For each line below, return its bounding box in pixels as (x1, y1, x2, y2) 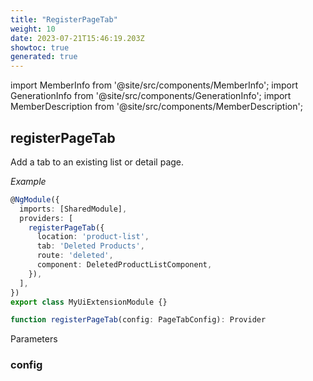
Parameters (10, 333, 58, 345)
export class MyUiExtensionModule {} (10, 297, 168, 307)
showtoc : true (10, 42, 70, 53)
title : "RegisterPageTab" (10, 14, 118, 25)
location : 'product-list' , (36, 232, 150, 242)
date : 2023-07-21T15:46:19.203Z (10, 33, 145, 43)
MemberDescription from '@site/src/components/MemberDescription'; (10, 101, 303, 113)
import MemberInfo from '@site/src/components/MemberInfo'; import (10, 79, 299, 91)
